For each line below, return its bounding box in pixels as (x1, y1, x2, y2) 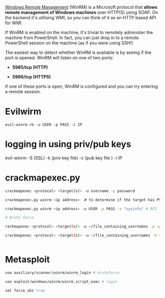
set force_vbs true (5, 288, 45, 293)
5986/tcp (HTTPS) (12, 74, 51, 79)
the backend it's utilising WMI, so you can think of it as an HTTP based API (5, 15, 156, 20)
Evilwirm (5, 106, 42, 117)
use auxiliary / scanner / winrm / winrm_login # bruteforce (5, 270, 120, 275)
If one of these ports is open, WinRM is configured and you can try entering (5, 83, 158, 89)
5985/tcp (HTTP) (12, 64, 48, 70)
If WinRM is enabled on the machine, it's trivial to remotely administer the (5, 30, 153, 35)
